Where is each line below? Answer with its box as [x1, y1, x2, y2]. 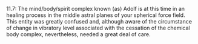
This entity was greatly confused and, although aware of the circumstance [6, 18, 193, 25]
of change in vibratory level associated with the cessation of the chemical [6, 24, 190, 31]
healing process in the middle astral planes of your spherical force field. [6, 11, 186, 19]
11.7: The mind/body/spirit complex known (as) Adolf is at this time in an [6, 5, 185, 12]
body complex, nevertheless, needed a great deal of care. [6, 31, 151, 38]
